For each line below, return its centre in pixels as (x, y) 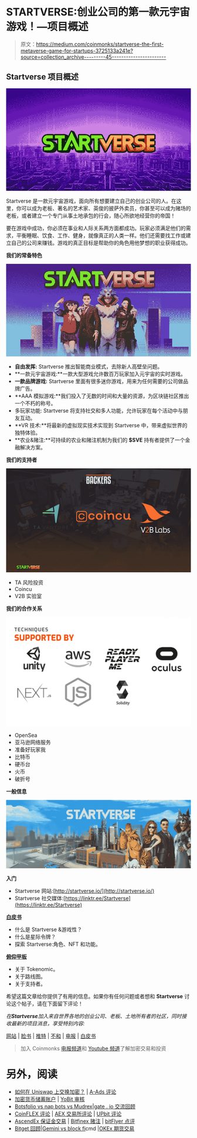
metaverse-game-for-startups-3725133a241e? (77, 51)
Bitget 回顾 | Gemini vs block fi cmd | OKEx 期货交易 (74, 1128)
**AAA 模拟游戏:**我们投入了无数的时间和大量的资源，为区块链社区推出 (102, 396)
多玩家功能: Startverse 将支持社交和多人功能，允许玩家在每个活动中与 (99, 410)
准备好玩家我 (30, 749)
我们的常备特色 (24, 256)
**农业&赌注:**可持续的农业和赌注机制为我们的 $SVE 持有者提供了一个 (100, 440)
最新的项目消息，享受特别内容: (48, 1023)
